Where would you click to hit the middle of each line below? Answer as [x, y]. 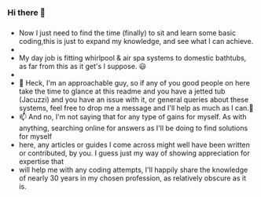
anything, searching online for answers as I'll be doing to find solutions [133, 128]
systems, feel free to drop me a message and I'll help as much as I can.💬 [136, 108]
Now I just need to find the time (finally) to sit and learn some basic [127, 33]
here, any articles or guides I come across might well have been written [134, 144]
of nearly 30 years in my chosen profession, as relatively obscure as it [132, 178]
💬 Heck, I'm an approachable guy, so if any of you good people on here [134, 82]
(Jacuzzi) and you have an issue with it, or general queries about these [134, 99]
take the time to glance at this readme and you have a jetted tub [122, 91]
